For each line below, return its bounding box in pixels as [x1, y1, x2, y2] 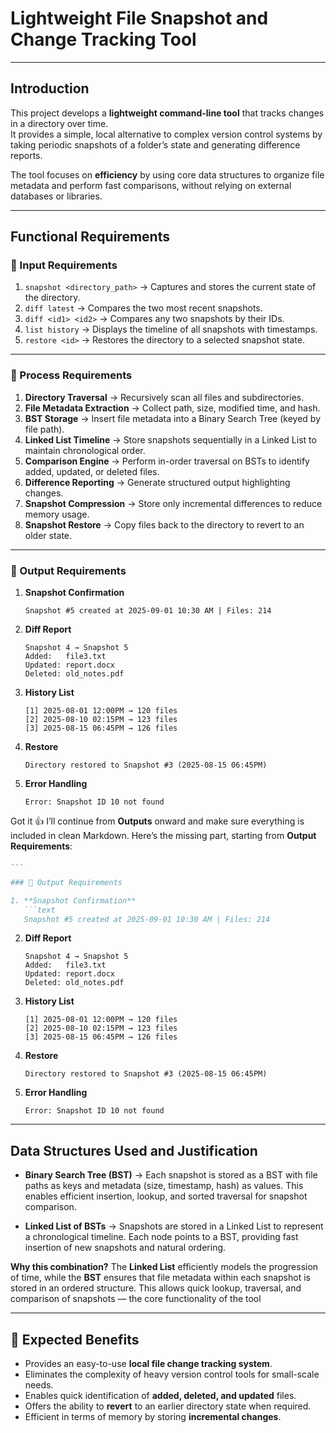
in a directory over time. [10, 117, 109, 129]
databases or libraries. [10, 190, 103, 202]
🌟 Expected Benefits [10, 1331, 140, 1348]
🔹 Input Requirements [10, 258, 118, 272]
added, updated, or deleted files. [24, 465, 160, 477]
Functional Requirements [10, 228, 170, 246]
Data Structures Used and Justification [10, 1142, 258, 1159]
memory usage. [24, 508, 90, 520]
